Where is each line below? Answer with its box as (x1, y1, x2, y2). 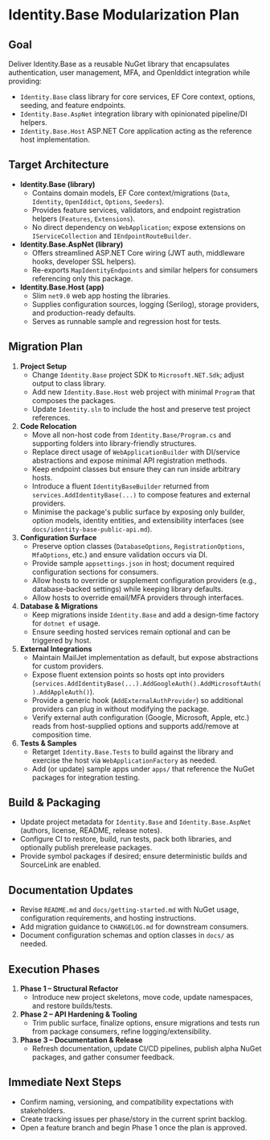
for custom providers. (31, 661, 104, 671)
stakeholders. (19, 1105, 66, 1115)
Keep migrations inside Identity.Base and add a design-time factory (31, 610, 260, 619)
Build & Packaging (8, 796, 101, 809)
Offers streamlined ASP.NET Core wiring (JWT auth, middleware (31, 248, 245, 257)
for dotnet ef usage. (31, 618, 100, 628)
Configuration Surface (19, 532, 97, 542)
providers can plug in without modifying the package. (31, 704, 210, 714)
